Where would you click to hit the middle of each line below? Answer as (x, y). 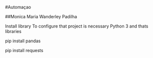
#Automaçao (18, 7)
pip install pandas (23, 41)
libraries (13, 31)
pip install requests (24, 50)
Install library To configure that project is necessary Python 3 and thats (77, 26)
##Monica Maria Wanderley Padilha (41, 16)
